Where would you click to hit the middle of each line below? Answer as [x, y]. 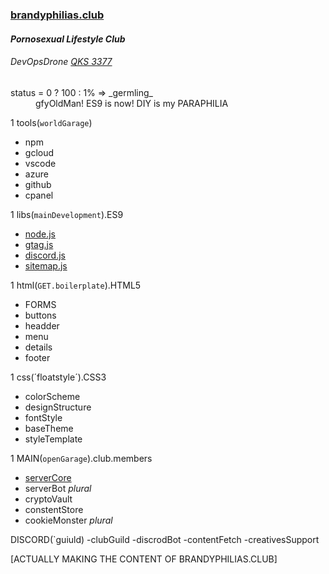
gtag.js [39, 244]
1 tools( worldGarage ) [51, 122]
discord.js [45, 255]
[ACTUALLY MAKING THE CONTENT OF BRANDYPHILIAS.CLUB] [144, 559]
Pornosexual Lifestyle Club [68, 39]
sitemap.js [46, 265]
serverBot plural [58, 488]
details [38, 347]
